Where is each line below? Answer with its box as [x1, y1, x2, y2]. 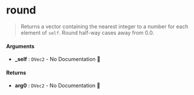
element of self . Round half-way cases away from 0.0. [20, 29, 154, 36]
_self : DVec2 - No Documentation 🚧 [14, 56, 101, 63]
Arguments [6, 42, 35, 50]
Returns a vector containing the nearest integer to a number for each [20, 23, 189, 30]
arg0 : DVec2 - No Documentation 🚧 [14, 82, 101, 89]
